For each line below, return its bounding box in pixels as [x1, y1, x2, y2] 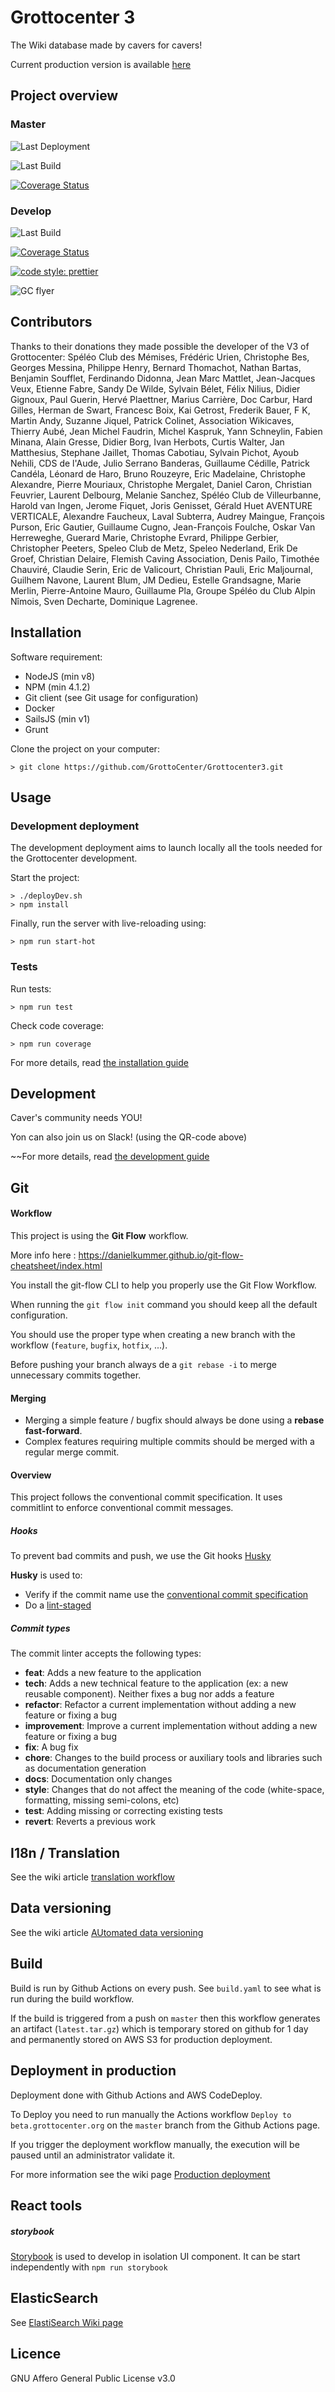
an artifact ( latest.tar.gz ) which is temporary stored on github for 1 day [10, 2022, 309, 2035]
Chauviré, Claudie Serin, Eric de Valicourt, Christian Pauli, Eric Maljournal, [10, 563, 313, 575]
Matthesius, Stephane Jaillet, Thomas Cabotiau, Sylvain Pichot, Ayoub [10, 446, 299, 458]
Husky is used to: [10, 1569, 83, 1581]
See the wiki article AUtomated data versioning [10, 1926, 204, 1938]
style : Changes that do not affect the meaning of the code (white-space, [24, 1784, 325, 1796]
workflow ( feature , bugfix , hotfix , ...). [10, 1339, 168, 1351]
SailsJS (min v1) [24, 712, 91, 725]
